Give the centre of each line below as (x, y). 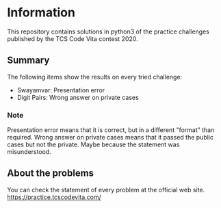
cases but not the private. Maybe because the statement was (93, 144)
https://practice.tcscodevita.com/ (54, 197)
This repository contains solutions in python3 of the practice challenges (108, 31)
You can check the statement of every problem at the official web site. (106, 190)
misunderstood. (29, 152)
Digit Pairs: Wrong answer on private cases (78, 97)
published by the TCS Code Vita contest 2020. (73, 38)
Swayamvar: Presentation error (61, 90)
